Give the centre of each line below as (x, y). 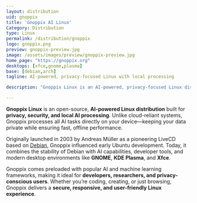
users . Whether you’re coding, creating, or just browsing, (102, 181)
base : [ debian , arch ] (31, 71)
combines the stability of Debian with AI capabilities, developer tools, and (95, 152)
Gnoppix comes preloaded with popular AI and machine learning (84, 169)
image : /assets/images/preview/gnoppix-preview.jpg (70, 55)
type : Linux (21, 33)
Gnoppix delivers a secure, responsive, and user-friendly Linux (84, 187)
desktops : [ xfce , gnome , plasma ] (44, 66)
